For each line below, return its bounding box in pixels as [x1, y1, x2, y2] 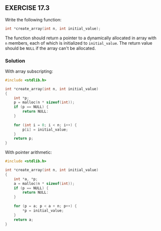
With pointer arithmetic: [5, 149, 52, 155]
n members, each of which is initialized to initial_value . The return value [5, 40, 153, 46]
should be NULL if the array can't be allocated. [5, 45, 96, 51]
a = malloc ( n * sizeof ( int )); [14, 181, 75, 186]
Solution [5, 57, 26, 64]
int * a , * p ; [14, 177, 38, 181]
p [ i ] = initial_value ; [22, 127, 68, 132]
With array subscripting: [5, 68, 53, 74]
